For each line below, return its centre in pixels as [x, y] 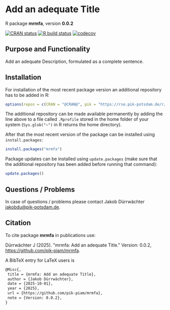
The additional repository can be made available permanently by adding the [84, 114]
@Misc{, [13, 269]
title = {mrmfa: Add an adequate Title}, [52, 274]
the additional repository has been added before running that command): [81, 164]
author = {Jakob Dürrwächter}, [40, 279]
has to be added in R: [27, 95]
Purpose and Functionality [48, 49]
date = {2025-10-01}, [30, 284]
